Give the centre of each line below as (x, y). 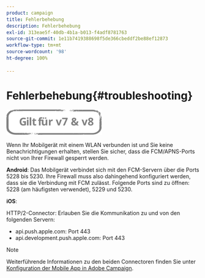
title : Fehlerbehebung (35, 19)
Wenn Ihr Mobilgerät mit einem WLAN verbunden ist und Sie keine (90, 145)
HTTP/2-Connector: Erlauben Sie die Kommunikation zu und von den (93, 213)
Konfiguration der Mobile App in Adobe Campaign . (70, 268)
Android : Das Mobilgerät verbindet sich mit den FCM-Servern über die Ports (103, 170)
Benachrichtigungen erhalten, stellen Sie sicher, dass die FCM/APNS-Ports (101, 151)
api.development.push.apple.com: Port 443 (70, 238)
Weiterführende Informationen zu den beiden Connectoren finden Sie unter (101, 261)
